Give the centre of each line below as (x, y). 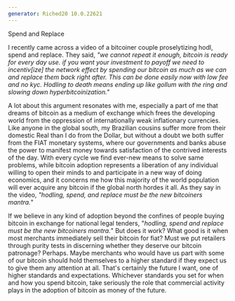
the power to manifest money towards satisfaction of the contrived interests (117, 150)
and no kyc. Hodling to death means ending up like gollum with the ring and (117, 84)
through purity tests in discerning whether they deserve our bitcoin (105, 245)
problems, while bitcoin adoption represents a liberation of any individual (113, 164)
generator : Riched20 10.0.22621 (55, 14)
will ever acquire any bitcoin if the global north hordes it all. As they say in (114, 187)
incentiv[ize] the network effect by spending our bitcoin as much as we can (117, 69)
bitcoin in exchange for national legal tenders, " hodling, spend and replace (116, 223)
